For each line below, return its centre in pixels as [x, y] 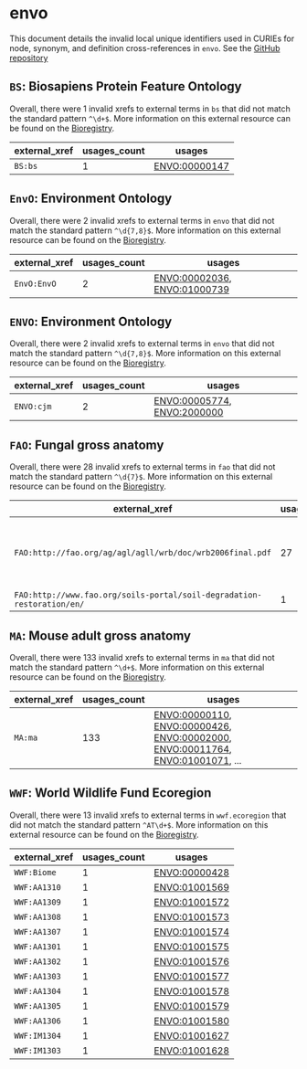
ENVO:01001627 [192, 1035]
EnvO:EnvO [35, 283]
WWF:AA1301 [37, 947]
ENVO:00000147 [192, 165]
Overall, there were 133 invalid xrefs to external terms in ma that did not [142, 657]
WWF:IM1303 [37, 1050]
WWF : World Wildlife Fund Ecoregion [111, 793]
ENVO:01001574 [192, 932]
